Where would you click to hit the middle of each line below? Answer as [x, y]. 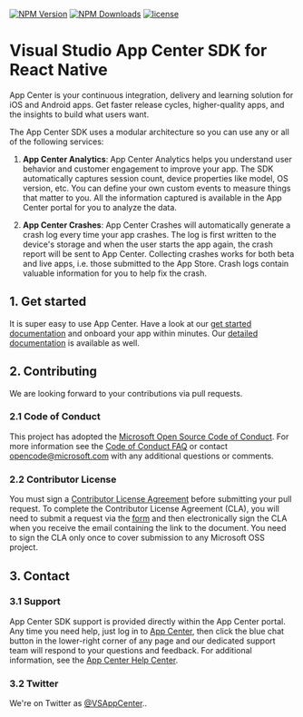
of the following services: [57, 142]
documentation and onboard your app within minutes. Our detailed [134, 333]
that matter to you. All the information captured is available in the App [152, 197]
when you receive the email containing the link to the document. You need [148, 528]
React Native [59, 70]
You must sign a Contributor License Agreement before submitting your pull [151, 499]
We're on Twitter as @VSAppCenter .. [78, 703]
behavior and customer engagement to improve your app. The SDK [148, 169]
